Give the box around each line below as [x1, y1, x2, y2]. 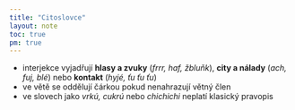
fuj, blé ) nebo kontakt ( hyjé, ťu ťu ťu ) [22, 72, 157, 83]
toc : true [9, 30, 47, 38]
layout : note [9, 21, 58, 30]
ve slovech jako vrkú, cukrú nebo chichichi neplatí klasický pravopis [22, 91, 273, 102]
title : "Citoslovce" [9, 13, 87, 22]
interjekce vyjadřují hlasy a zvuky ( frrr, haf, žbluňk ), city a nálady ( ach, [22, 63, 287, 73]
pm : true [9, 38, 42, 47]
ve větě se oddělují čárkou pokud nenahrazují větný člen [22, 81, 231, 92]
